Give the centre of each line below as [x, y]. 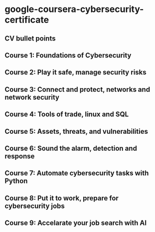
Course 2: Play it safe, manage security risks [76, 72]
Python [16, 181]
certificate [27, 20]
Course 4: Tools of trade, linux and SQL [67, 114]
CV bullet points [30, 38]
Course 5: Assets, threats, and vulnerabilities [76, 131]
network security [32, 97]
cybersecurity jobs [35, 206]
